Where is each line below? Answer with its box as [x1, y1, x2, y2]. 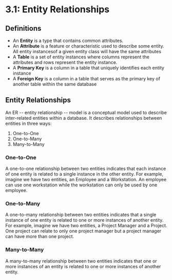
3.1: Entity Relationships [5, 4, 110, 15]
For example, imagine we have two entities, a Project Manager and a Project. [5, 223, 167, 229]
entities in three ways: [5, 120, 52, 126]
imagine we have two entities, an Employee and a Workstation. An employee [5, 177, 167, 183]
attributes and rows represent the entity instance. [12, 59, 118, 65]
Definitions [5, 24, 42, 33]
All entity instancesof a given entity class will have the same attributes [12, 49, 162, 54]
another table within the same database [12, 81, 97, 87]
